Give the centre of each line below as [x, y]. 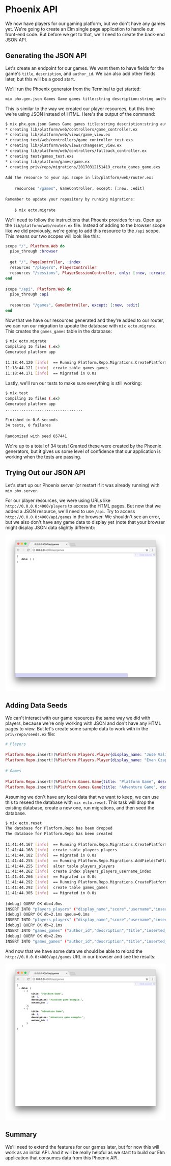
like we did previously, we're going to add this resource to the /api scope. [83, 231]
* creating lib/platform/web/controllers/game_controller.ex [72, 129]
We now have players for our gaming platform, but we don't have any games [85, 23]
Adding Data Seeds [36, 706]
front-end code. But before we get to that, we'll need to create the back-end [85, 34]
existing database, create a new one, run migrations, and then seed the [80, 807]
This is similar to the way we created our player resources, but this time [80, 109]
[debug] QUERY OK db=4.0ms [34, 904]
